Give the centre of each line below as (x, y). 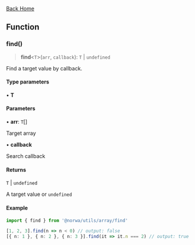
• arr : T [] (17, 122)
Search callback (26, 156)
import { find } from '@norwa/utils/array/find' (67, 220)
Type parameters (28, 82)
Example (17, 208)
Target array (21, 133)
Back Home (20, 9)
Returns (16, 170)
